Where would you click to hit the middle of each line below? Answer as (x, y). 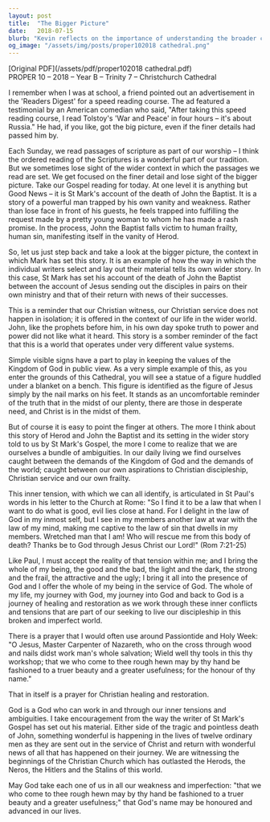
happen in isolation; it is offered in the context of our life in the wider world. (133, 319)
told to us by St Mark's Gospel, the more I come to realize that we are (123, 444)
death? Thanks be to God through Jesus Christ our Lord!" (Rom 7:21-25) (128, 545)
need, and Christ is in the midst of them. (75, 412)
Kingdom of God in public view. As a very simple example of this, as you (128, 369)
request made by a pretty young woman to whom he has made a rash (123, 220)
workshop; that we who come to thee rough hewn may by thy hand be (125, 662)
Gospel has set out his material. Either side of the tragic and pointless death (134, 727)
